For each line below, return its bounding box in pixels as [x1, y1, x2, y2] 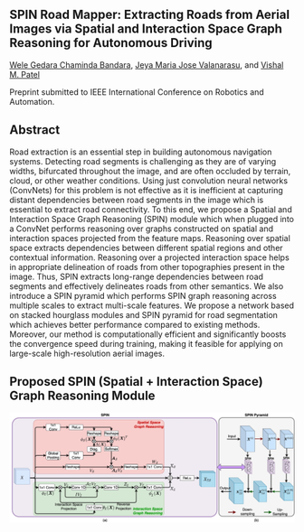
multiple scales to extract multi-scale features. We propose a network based [9, 300, 295, 311]
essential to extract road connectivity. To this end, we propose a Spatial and [9, 203, 292, 215]
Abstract [9, 122, 61, 138]
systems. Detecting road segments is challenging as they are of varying [9, 155, 277, 166]
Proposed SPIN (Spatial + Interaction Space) [9, 374, 264, 389]
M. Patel [9, 69, 41, 79]
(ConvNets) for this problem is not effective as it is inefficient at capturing [9, 184, 283, 195]
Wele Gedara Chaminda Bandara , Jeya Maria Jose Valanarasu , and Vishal [9, 59, 284, 70]
